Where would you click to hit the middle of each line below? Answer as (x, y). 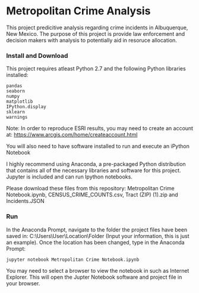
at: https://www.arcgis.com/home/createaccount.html (72, 135)
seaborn (16, 91)
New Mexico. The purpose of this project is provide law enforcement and (96, 33)
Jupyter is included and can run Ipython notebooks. (69, 177)
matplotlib (20, 102)
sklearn (16, 112)
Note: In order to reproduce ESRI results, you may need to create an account (100, 128)
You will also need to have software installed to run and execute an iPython (98, 146)
